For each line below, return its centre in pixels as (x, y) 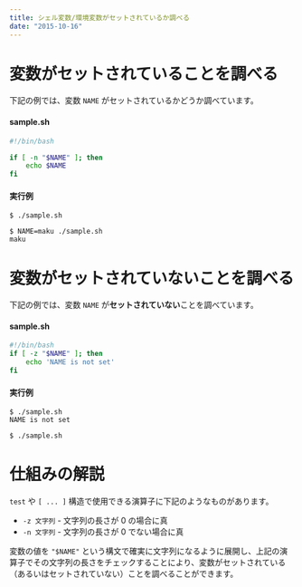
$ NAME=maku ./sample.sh (56, 232)
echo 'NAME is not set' (71, 362)
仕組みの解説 (57, 474)
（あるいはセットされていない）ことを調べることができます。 (124, 574)
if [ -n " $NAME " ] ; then (56, 158)
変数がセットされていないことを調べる (152, 278)
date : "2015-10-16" (46, 26)
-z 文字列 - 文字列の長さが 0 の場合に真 (95, 521)
